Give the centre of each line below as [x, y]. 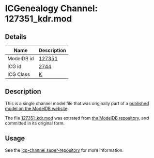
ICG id [15, 66]
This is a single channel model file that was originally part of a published [77, 103]
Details [16, 37]
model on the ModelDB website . [37, 108]
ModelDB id [21, 59]
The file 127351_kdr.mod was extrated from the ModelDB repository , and [77, 118]
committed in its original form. [35, 123]
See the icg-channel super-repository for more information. [64, 150]
